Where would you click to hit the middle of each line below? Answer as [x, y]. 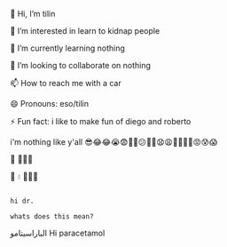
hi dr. [22, 201]
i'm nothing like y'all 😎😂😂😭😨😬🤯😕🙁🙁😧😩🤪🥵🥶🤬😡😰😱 [114, 142]
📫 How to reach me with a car [66, 83]
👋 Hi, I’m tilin [33, 14]
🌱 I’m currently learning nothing [67, 48]
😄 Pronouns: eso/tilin [50, 104]
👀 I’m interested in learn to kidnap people [85, 31]
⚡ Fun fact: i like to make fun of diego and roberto [101, 121]
